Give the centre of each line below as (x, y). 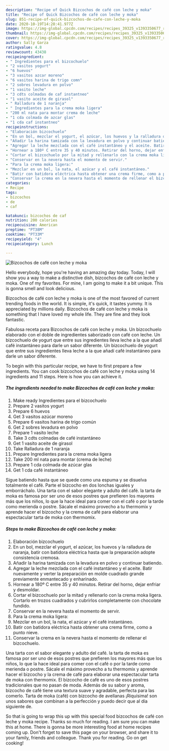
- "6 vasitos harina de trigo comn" (44, 80)
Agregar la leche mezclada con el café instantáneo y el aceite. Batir (82, 568)
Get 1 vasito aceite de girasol (43, 443)
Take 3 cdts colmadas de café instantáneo (57, 438)
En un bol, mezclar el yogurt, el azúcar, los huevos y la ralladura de (82, 547)
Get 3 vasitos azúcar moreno (43, 417)
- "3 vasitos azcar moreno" (35, 76)
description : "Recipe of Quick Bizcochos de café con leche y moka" (79, 10)
